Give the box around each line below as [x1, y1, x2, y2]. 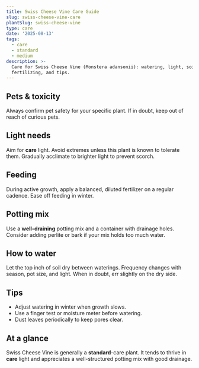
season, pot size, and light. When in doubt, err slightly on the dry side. [6, 271, 178, 278]
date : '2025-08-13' [6, 31, 54, 37]
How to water [6, 248, 56, 258]
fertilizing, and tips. [11, 69, 70, 75]
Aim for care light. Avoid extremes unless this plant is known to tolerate [6, 146, 180, 153]
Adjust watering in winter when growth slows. [14, 303, 126, 310]
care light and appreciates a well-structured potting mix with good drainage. [6, 355, 192, 362]
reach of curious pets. [6, 113, 60, 120]
